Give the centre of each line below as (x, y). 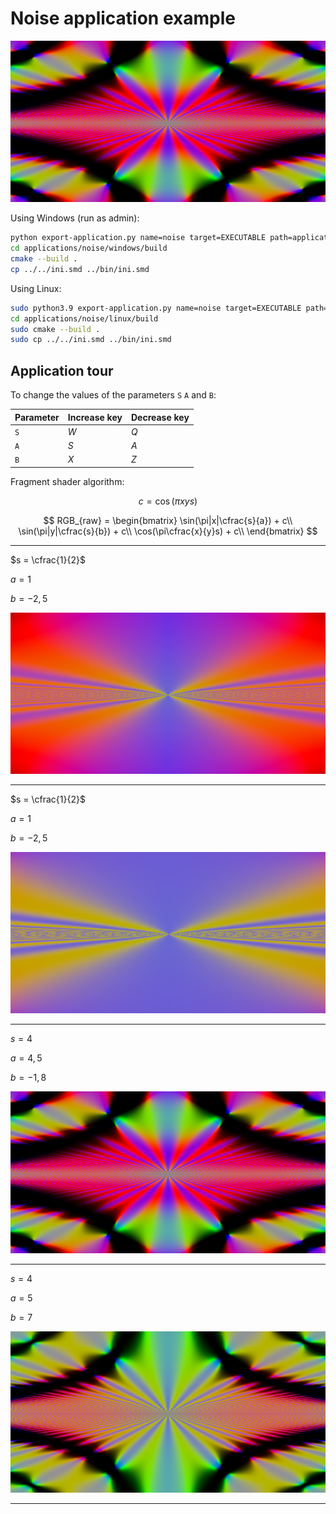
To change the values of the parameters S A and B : (113, 395)
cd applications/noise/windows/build (89, 248)
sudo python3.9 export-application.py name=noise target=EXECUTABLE (156, 308)
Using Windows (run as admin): (75, 218)
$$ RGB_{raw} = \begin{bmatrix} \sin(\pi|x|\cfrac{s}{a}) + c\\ (168, 520)
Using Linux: (36, 288)
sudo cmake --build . (55, 329)
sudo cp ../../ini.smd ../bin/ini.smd (91, 340)
